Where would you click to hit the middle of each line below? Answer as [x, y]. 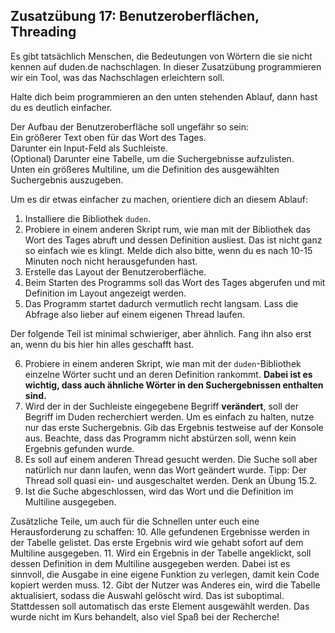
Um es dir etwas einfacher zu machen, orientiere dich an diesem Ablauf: [159, 199]
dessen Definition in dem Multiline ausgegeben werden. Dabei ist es [150, 563]
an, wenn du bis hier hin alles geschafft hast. [102, 344]
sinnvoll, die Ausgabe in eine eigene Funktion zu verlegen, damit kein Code [165, 574]
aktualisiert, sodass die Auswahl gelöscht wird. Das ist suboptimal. [147, 595]
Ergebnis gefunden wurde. [79, 448]
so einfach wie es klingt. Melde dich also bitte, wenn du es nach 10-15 [168, 250]
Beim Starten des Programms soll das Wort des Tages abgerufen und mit [175, 282]
